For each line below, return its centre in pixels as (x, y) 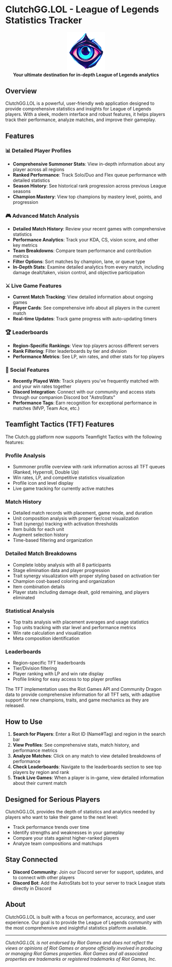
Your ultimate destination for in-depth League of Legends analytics (86, 75)
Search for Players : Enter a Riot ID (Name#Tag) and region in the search (89, 734)
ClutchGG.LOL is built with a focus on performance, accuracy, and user (80, 917)
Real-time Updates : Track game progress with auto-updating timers (85, 319)
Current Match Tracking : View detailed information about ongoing (83, 297)
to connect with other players (44, 877)
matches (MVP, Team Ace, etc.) (46, 408)
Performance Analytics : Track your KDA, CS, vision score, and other (85, 240)
